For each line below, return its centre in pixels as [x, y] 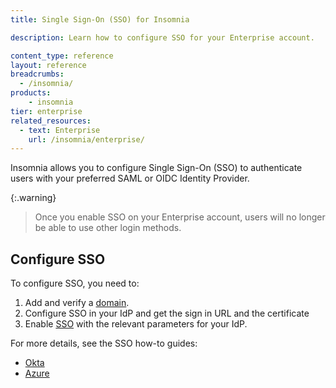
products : [31, 93]
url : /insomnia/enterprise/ [86, 139]
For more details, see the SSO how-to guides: [104, 343]
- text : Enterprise [60, 130]
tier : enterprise [46, 111]
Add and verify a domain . [77, 303]
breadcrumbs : [37, 74]
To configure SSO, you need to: [75, 283]
